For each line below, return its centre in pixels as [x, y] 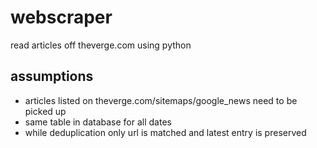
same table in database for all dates [98, 122]
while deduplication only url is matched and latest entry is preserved [165, 132]
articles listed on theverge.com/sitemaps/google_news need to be [161, 100]
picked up [45, 111]
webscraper [61, 17]
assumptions [52, 76]
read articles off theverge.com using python [101, 45]
